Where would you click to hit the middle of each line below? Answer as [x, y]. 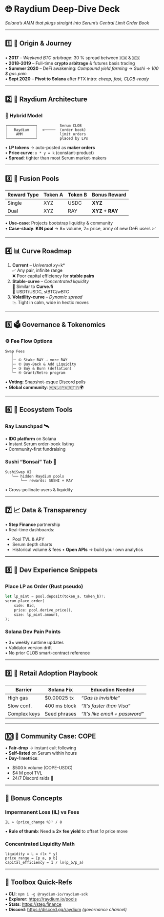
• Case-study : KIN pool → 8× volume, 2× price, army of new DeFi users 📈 [81, 229]
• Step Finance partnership [33, 524]
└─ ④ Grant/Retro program [38, 372]
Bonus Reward [109, 195]
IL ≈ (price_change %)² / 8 [34, 822]
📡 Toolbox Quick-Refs [39, 882]
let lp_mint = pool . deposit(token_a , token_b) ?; [55, 597]
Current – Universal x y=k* [39, 265]
